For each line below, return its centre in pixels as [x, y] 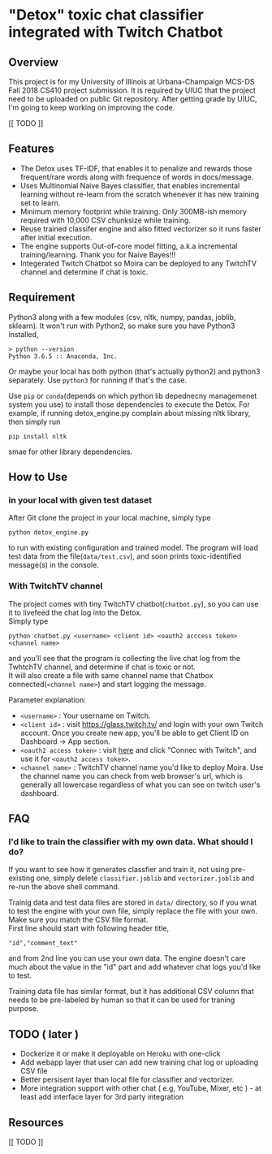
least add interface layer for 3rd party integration [102, 1097]
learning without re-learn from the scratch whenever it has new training [140, 194]
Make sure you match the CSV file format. [78, 920]
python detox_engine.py [49, 533]
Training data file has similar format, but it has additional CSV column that [131, 992]
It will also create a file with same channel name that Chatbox [111, 675]
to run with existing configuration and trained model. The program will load [133, 548]
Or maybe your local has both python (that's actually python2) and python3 [134, 371]
